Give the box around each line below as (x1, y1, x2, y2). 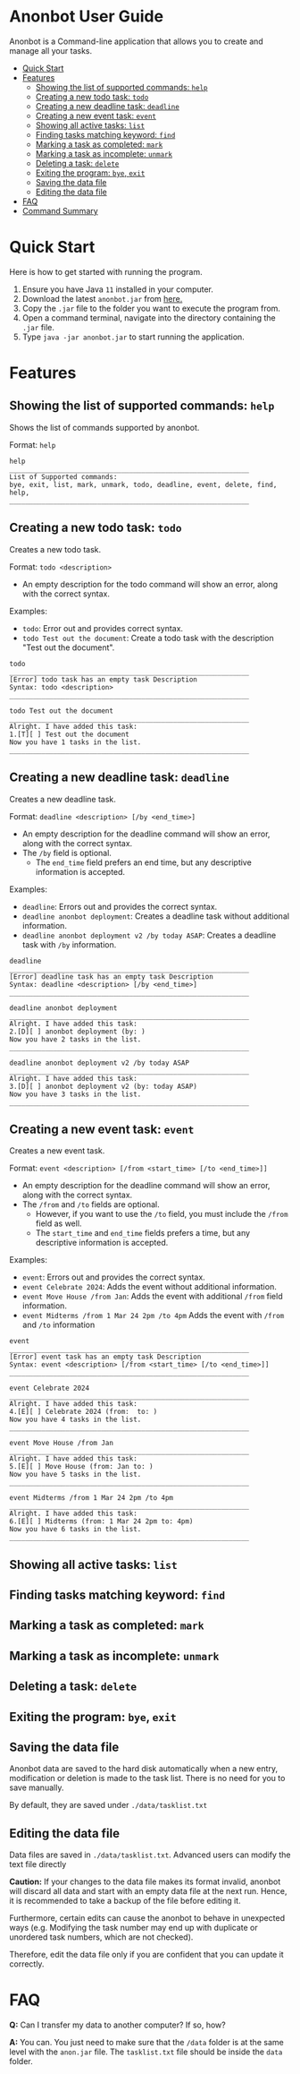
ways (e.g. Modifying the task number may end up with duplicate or (9, 1923, 258, 1933)
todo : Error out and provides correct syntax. (21, 622, 184, 633)
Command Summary (21, 205, 98, 216)
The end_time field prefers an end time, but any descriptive (35, 857, 252, 868)
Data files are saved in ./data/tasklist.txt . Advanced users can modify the (9, 1849, 291, 1860)
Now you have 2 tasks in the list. (9, 1034, 142, 1044)
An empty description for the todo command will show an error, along (21, 578, 279, 589)
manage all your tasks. (9, 45, 93, 56)
